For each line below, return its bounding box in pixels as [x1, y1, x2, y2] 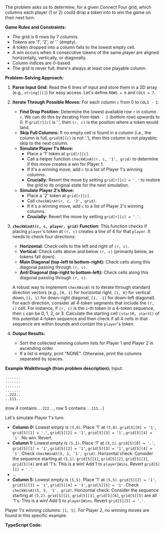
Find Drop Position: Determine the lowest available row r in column [19, 109, 157, 114]
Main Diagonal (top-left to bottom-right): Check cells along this [19, 259, 150, 265]
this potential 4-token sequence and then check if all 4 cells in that [12, 316, 148, 321]
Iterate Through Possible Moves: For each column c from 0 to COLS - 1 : [12, 99, 159, 105]
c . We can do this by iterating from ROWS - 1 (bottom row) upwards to [19, 114, 160, 120]
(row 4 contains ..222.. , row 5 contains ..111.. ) [5, 405, 104, 411]
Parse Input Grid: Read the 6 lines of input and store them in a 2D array [12, 84, 158, 90]
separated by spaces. [19, 356, 64, 362]
